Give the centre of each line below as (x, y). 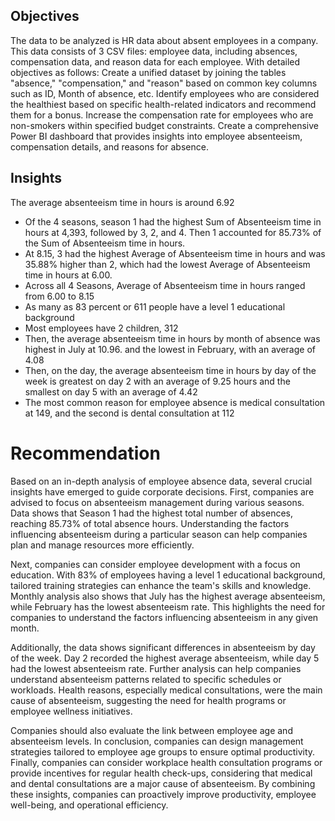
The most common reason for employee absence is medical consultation (175, 402)
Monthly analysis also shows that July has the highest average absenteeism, (168, 596)
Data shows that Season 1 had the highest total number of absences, (152, 513)
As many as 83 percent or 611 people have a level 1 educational (155, 306)
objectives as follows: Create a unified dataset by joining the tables (148, 72)
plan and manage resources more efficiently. (102, 545)
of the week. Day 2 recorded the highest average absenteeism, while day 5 (165, 658)
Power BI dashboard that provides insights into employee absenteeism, (156, 136)
